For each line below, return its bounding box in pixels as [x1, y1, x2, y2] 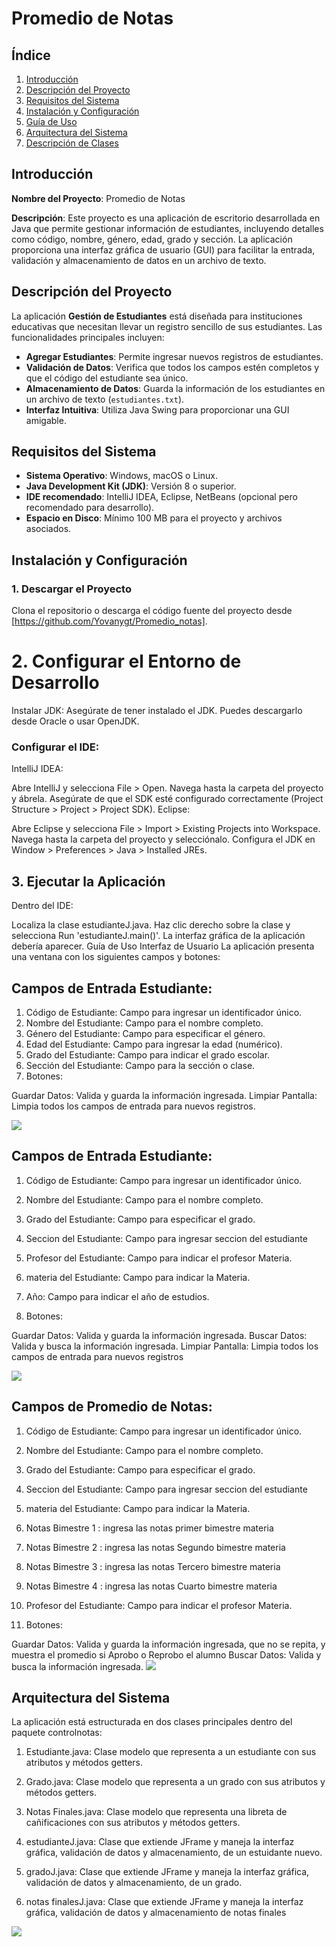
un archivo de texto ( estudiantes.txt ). [25, 393, 185, 405]
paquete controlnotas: [11, 1727, 103, 1739]
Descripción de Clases [25, 137, 119, 149]
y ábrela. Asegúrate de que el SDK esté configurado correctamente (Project [11, 793, 324, 805]
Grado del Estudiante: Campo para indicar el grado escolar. [25, 1048, 271, 1061]
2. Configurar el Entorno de [11, 650, 242, 673]
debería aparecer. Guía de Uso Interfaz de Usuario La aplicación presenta [11, 940, 315, 952]
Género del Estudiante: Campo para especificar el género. [25, 1027, 266, 1039]
